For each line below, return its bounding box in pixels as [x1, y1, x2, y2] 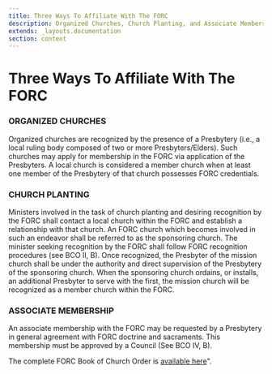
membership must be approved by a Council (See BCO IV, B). [8, 341, 213, 350]
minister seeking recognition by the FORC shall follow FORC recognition [8, 242, 249, 251]
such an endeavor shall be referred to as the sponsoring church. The [8, 233, 238, 243]
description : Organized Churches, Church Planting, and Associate [8, 19, 237, 28]
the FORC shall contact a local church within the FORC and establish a [8, 216, 243, 226]
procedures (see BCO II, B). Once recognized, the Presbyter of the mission [8, 251, 257, 260]
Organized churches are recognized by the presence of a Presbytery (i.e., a [8, 134, 261, 144]
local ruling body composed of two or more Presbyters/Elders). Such [8, 143, 238, 153]
